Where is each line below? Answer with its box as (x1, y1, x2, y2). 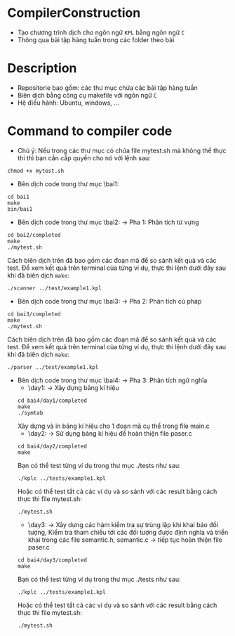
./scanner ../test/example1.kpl (7, 285, 102, 292)
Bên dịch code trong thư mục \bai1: (17, 179, 119, 188)
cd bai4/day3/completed (17, 557, 88, 564)
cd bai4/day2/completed (17, 443, 88, 450)
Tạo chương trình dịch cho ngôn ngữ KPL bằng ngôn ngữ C (17, 28, 185, 37)
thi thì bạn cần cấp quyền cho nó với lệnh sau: (17, 153, 151, 162)
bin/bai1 (7, 205, 33, 212)
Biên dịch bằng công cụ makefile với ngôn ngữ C (17, 91, 157, 99)
